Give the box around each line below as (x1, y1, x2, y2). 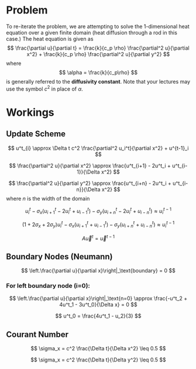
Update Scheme (6, 129, 66, 139)
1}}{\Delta (77, 168, 101, 175)
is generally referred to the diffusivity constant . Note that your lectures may (6, 78, 191, 85)
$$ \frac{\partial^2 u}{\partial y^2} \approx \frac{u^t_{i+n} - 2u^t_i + (8, 180, 171, 187)
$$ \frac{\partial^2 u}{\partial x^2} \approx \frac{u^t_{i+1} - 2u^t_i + (9, 162, 171, 169)
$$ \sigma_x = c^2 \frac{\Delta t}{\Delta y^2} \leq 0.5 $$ (30, 356, 166, 363)
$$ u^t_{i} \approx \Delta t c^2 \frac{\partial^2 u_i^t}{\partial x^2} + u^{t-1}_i (8, 144, 189, 151)
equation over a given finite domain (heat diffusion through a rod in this (6, 29, 177, 36)
